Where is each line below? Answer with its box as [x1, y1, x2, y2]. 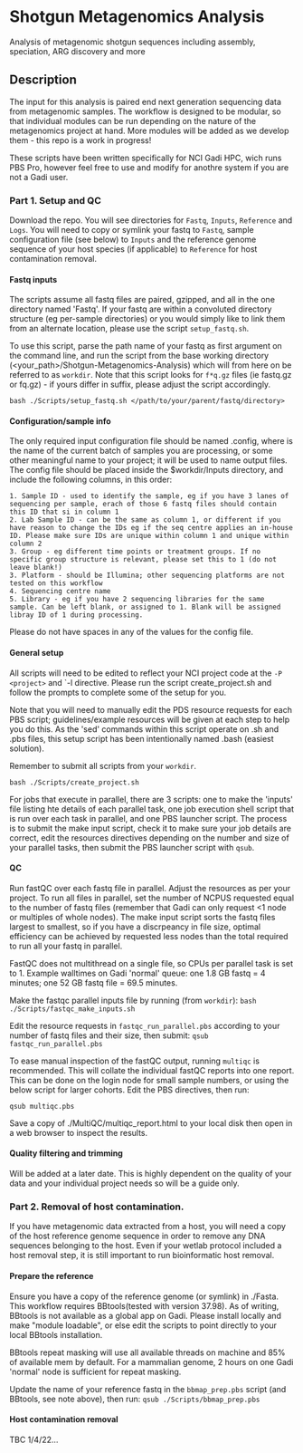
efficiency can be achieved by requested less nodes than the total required [9, 930, 289, 941]
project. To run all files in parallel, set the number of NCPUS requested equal [9, 892, 295, 903]
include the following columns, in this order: [9, 474, 173, 486]
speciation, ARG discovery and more [9, 45, 147, 56]
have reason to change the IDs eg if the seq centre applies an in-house [9, 524, 294, 533]
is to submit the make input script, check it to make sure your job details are [9, 823, 292, 833]
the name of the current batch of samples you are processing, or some [9, 446, 273, 457]
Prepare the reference [9, 1270, 94, 1281]
